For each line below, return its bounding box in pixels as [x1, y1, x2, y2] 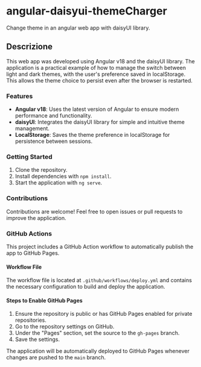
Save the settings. [14, 336, 60, 343]
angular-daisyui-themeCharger [6, 4, 167, 18]
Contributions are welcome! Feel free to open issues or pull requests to [6, 208, 183, 215]
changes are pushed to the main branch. [6, 354, 106, 361]
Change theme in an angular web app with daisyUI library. [6, 24, 150, 31]
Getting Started [6, 152, 53, 161]
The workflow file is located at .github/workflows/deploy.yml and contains [6, 277, 192, 284]
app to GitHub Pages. [6, 249, 60, 257]
